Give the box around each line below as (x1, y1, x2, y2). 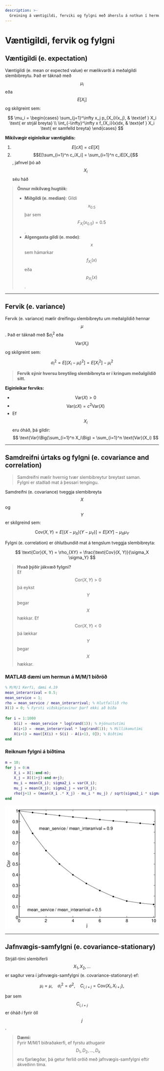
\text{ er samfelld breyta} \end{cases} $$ (41, 125, 123, 131)
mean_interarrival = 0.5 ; (5, 690, 58, 695)
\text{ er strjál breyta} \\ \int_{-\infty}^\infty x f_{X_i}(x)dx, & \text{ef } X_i (9, 120, 155, 126)
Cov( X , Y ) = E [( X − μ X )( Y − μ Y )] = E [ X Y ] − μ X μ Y (35, 529, 129, 536)
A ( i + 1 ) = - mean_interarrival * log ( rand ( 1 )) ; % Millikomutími (14, 726, 143, 731)
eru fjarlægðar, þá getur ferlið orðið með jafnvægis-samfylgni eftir (17, 1056, 150, 1062)
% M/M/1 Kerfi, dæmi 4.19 (5, 685, 58, 690)
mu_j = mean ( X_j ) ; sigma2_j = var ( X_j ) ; (14, 786, 97, 791)
